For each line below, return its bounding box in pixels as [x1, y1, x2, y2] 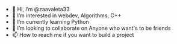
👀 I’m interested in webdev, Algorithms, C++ [11, 12, 122, 19]
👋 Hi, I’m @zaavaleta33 [11, 6, 70, 12]
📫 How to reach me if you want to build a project [11, 32, 134, 38]
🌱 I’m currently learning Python [11, 18, 89, 25]
